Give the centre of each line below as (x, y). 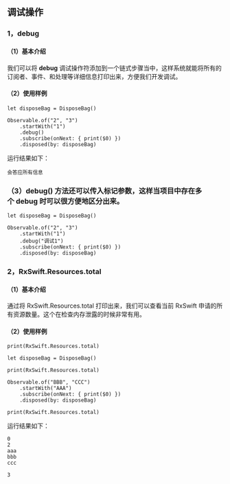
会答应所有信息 (25, 172)
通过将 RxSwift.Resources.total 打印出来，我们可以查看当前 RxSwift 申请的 (112, 306)
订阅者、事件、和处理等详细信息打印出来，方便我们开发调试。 (94, 76)
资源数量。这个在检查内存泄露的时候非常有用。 (79, 314)
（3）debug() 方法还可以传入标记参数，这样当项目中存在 (101, 191)
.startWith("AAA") (46, 389)
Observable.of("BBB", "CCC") (49, 382)
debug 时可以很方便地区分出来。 (70, 201)
